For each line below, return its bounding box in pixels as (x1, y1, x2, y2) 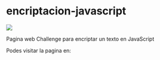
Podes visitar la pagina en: (6, 47, 72, 54)
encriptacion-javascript (6, 4, 127, 18)
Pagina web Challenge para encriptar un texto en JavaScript (6, 35, 155, 43)
